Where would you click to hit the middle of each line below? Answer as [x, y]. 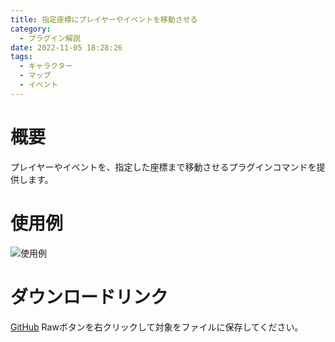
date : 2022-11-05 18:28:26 [66, 47]
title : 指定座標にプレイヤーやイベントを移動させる [104, 19]
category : [31, 29]
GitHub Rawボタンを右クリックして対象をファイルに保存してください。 [157, 327]
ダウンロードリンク [89, 297]
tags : [21, 57]
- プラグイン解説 [50, 38]
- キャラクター [46, 66]
